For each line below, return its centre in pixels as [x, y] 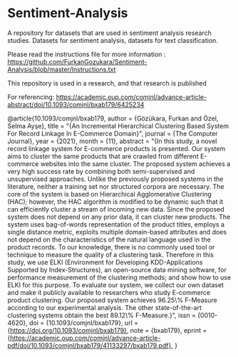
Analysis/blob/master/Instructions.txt [62, 69]
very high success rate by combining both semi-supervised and [101, 171]
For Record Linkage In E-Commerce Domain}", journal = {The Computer [113, 133]
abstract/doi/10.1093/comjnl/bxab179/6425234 [76, 104]
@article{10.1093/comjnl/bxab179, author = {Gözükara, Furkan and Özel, [113, 118]
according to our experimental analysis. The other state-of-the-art [104, 307]
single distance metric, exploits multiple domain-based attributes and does [117, 232]
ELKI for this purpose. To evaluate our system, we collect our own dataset [116, 285]
